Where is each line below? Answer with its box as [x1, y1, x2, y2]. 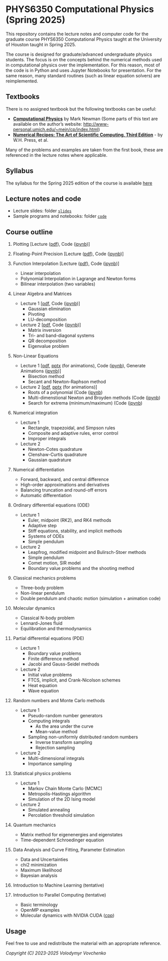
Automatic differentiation [20, 493, 72, 499]
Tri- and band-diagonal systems [28, 333, 95, 339]
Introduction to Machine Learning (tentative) [13, 882, 104, 888]
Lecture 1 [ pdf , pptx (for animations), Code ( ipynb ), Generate [20, 363, 146, 369]
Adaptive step [28, 523, 57, 529]
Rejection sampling [35, 745, 75, 751]
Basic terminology [20, 902, 58, 908]
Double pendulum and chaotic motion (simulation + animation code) [20, 596, 161, 602]
